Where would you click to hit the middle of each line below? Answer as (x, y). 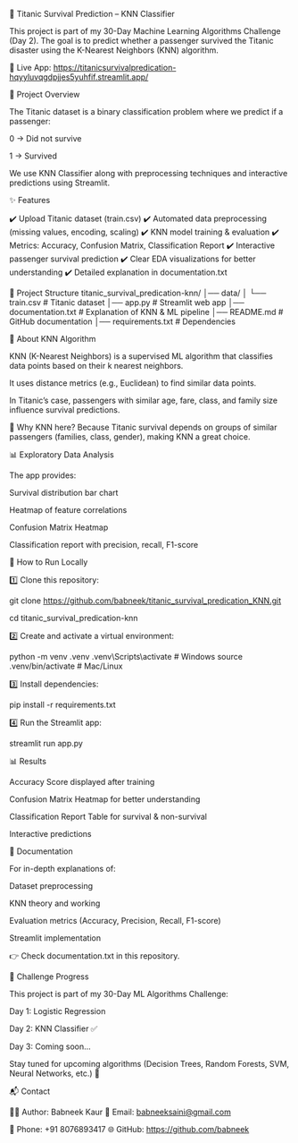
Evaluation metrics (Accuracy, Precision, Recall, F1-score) (115, 921)
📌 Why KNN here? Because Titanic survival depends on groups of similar (143, 427)
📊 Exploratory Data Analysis (62, 455)
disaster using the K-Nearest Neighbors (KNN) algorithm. (114, 50)
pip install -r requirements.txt (62, 704)
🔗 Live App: (30, 68)
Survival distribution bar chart (64, 493)
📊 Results (28, 761)
